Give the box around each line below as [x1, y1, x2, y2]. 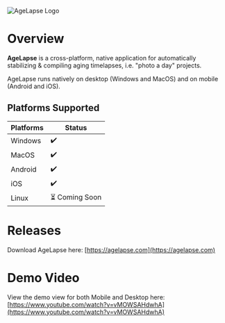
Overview [7, 31, 65, 47]
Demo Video [7, 270, 80, 285]
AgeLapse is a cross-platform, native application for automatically [7, 53, 197, 62]
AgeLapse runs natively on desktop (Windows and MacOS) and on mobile [7, 74, 219, 83]
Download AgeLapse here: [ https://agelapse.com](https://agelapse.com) [7, 245, 215, 254]
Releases [7, 222, 61, 238]
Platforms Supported [7, 102, 100, 114]
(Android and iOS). [7, 82, 60, 90]
